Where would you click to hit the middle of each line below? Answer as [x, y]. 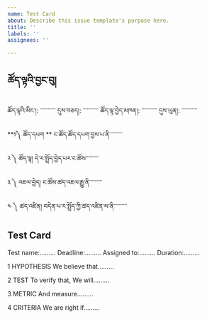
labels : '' [23, 34]
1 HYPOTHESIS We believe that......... [61, 266]
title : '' [22, 27]
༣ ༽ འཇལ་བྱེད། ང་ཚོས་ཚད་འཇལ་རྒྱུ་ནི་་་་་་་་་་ [55, 182]
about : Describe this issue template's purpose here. [89, 21]
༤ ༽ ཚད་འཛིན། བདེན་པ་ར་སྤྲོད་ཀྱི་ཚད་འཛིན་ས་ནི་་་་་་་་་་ [67, 206]
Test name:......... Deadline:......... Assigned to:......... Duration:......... [104, 252]
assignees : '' [28, 40]
